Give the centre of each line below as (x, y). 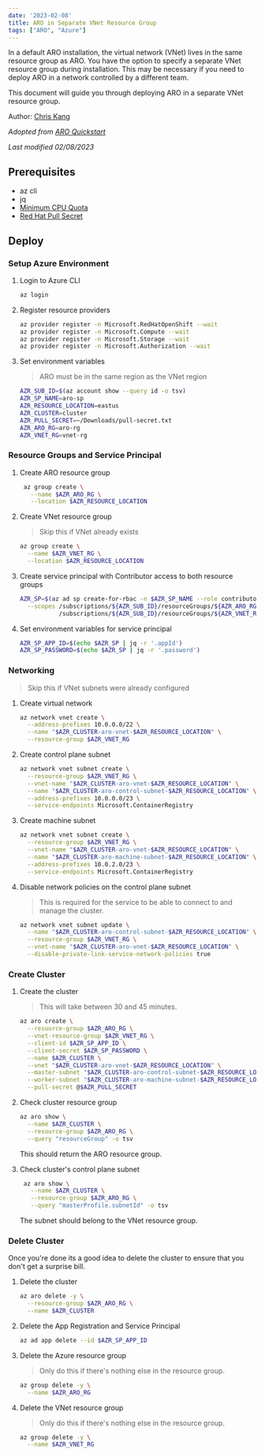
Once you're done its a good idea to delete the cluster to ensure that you (126, 1258)
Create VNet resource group (65, 516)
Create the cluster (49, 992)
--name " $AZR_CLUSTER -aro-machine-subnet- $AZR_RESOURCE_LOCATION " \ (142, 857)
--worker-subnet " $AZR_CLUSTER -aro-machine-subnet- (114, 1080)
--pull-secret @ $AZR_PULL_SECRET (82, 1087)
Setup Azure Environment (58, 263)
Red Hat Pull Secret (51, 216)
